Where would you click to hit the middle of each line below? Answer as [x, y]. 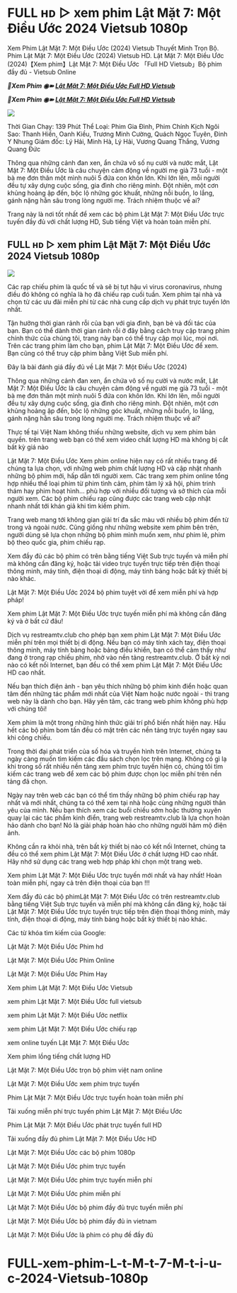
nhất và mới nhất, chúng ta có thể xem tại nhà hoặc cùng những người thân [117, 802]
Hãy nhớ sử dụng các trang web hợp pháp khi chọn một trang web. [105, 862]
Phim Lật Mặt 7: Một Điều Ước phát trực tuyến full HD [85, 1125]
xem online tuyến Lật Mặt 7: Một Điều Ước [68, 1042]
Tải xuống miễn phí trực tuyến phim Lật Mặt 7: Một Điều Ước [95, 1111]
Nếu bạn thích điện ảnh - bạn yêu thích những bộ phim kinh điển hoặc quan [118, 686]
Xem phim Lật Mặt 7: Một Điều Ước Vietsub [70, 988]
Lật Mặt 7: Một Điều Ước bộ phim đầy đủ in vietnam [82, 1221]
